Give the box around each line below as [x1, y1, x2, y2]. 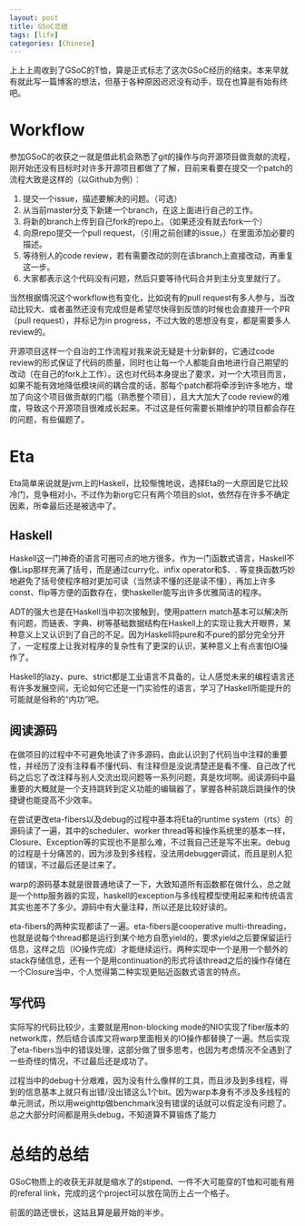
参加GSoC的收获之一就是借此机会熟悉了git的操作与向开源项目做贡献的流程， [9, 151, 295, 162]
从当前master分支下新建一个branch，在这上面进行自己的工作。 [22, 205, 259, 216]
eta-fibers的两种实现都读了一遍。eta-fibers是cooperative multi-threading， [9, 920, 291, 931]
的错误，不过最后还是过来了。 [9, 859, 121, 870]
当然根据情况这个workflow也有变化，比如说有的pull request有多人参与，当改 [9, 292, 295, 303]
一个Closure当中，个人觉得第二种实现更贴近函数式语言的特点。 [9, 966, 245, 977]
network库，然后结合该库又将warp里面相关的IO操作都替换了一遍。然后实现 [9, 1032, 290, 1043]
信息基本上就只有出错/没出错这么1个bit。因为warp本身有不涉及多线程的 [25, 1086, 290, 1097]
